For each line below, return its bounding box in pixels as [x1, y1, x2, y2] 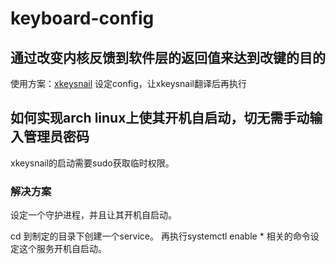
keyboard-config [10, 7, 155, 30]
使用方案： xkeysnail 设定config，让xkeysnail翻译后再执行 [10, 78, 247, 89]
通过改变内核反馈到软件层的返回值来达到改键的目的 [10, 49, 326, 66]
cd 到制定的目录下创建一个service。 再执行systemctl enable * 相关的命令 [10, 230, 311, 242]
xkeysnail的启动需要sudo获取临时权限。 [10, 157, 175, 169]
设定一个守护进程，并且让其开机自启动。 [10, 209, 177, 221]
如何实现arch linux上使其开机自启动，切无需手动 [10, 110, 310, 127]
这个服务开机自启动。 [18, 243, 107, 255]
